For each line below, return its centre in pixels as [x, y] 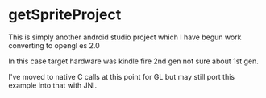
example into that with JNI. [53, 85]
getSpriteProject [65, 15]
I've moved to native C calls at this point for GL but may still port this [122, 76]
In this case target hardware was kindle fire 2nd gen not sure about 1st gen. [134, 61]
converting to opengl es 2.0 [54, 45]
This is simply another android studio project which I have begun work [125, 37]
